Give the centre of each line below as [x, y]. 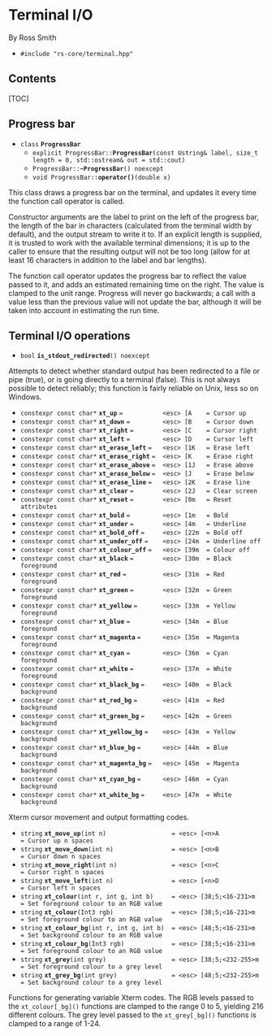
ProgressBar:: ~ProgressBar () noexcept [98, 168]
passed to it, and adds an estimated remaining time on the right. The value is [136, 284]
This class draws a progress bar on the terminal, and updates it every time [133, 192]
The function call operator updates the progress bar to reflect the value [127, 276]
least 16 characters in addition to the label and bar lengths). [108, 260]
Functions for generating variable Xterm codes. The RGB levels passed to [131, 998]
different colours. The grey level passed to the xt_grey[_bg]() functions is [133, 1015]
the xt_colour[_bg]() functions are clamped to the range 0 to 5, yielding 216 [136, 1007]
